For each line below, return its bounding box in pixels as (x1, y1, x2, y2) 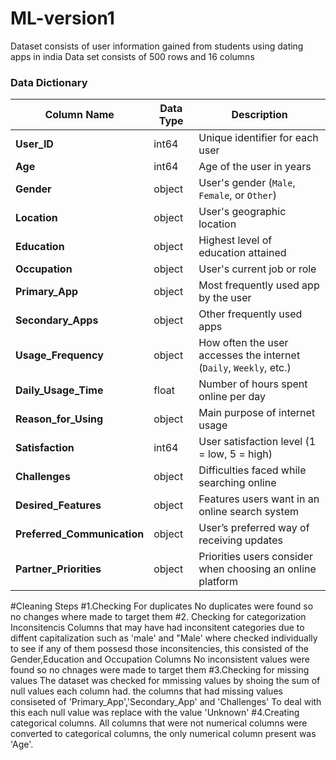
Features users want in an (198, 492, 320, 506)
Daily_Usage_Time (15, 383, 104, 397)
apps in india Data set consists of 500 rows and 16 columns (10, 50, 255, 62)
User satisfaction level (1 (198, 435, 317, 449)
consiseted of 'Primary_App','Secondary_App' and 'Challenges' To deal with (10, 696, 322, 708)
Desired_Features (15, 498, 102, 512)
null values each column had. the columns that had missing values (10, 685, 283, 697)
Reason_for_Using (15, 412, 104, 426)
